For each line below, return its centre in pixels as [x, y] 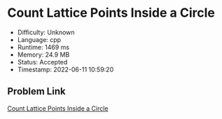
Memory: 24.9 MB [43, 55]
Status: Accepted [42, 62]
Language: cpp [39, 39]
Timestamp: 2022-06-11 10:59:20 [65, 69]
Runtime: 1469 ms [43, 47]
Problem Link [36, 91]
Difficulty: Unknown [46, 32]
